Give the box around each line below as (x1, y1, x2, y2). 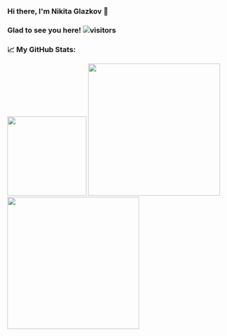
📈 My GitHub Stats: (7, 44, 76, 54)
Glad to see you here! (7, 25, 82, 35)
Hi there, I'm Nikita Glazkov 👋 (7, 6, 109, 16)
